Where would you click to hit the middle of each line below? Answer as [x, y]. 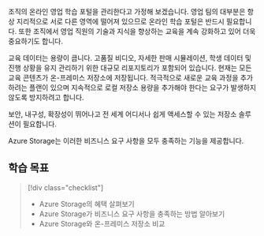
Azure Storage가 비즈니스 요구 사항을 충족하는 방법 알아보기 [132, 214]
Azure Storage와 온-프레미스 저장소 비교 [102, 223]
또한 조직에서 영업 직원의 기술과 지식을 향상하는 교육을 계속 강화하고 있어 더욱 [137, 31]
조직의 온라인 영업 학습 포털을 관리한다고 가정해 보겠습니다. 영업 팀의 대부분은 [127, 11]
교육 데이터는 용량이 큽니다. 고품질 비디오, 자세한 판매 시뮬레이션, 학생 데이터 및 [130, 58]
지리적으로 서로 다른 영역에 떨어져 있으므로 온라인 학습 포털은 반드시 [120, 21]
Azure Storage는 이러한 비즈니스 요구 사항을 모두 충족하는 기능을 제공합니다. [126, 141]
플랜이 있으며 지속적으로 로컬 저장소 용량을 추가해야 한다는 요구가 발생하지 [143, 88]
